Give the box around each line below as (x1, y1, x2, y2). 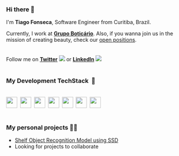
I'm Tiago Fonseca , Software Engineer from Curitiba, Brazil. (6, 19, 151, 26)
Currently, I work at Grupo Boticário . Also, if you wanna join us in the (6, 30, 174, 37)
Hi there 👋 (6, 5, 35, 14)
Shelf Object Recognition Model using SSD (14, 137, 119, 144)
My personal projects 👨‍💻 (6, 123, 78, 131)
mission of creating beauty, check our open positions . (6, 36, 137, 44)
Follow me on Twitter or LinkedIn (6, 56, 95, 63)
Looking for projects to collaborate (14, 142, 99, 150)
